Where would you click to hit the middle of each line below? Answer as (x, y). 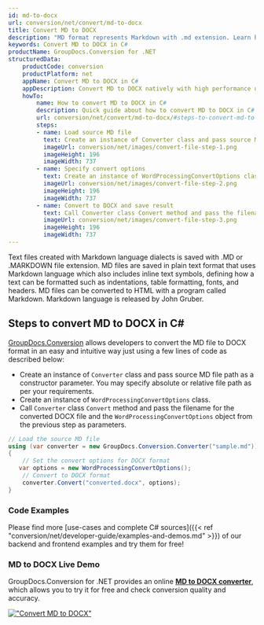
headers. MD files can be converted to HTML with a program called (117, 290)
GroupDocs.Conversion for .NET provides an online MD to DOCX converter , (131, 582)
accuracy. (24, 598)
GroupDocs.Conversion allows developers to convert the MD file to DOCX (127, 342)
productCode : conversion (63, 67)
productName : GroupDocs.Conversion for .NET (82, 52)
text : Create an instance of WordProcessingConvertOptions (142, 176)
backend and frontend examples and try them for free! (96, 544)
